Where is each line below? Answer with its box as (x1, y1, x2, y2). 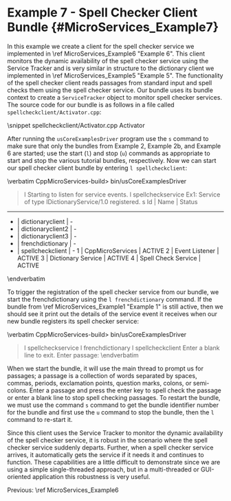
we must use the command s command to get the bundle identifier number (7, 401, 219, 409)
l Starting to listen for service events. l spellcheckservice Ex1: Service (23, 190, 221, 199)
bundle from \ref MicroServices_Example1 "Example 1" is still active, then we (7, 302, 223, 311)
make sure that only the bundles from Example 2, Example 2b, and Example (7, 142, 221, 150)
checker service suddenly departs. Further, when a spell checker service (7, 443, 214, 452)
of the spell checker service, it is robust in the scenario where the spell (7, 436, 208, 444)
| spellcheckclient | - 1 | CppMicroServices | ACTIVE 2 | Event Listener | (16, 246, 219, 255)
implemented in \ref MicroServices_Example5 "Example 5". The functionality (7, 71, 223, 80)
